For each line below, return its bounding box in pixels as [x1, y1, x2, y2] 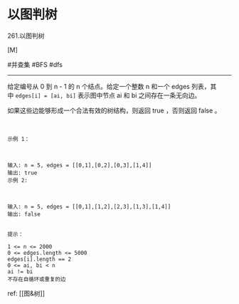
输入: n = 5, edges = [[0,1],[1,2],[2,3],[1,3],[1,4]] [7, 203, 171, 210]
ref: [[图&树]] [7, 289, 45, 298]
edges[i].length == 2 [7, 256, 72, 263]
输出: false [7, 211, 41, 218]
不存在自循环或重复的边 [7, 276, 66, 283]
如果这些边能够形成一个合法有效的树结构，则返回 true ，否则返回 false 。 [7, 106, 221, 115]
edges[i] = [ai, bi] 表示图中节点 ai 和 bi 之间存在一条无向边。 [15, 90, 201, 100]
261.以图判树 [7, 31, 45, 40]
